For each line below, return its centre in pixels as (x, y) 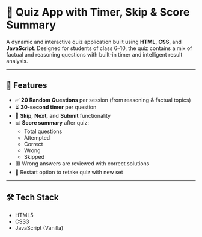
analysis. (17, 61)
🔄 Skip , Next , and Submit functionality (63, 115)
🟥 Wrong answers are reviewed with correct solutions (82, 163)
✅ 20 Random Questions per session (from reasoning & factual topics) (103, 100)
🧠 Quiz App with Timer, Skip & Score (98, 12)
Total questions (43, 131)
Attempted (37, 137)
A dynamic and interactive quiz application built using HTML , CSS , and (94, 42)
